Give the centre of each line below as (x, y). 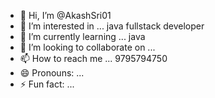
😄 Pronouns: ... (52, 73)
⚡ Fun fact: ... (47, 84)
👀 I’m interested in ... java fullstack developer (112, 26)
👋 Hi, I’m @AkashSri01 (65, 15)
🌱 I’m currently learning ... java (82, 36)
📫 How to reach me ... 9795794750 (93, 58)
